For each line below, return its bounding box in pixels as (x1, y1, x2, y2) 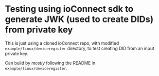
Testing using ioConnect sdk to (5, 3, 134, 15)
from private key (5, 24, 73, 35)
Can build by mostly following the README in (5, 60, 96, 66)
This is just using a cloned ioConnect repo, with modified (5, 40, 119, 46)
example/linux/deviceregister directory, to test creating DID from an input (5, 45, 155, 51)
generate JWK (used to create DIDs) (5, 14, 154, 25)
